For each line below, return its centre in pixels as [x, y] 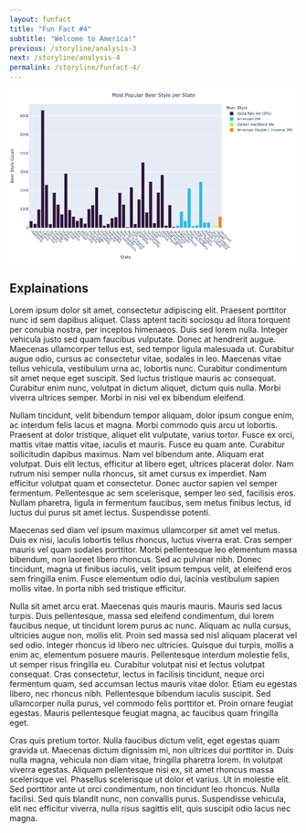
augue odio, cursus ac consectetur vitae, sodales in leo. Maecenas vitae [145, 359]
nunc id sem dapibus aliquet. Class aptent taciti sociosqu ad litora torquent [150, 320]
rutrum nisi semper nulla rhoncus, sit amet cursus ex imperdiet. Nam [138, 474]
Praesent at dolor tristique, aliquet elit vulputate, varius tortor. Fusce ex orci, [152, 435]
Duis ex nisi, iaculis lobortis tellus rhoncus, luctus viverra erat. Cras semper [151, 540]
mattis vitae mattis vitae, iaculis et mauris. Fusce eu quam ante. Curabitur [147, 444]
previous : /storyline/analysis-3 [73, 48]
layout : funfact [40, 19]
